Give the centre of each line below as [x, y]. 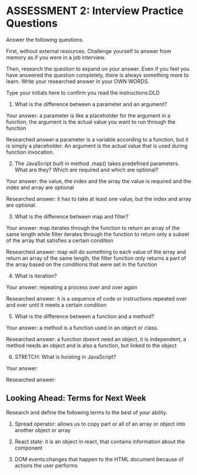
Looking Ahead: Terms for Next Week [76, 398]
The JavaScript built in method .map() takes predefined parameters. [97, 163]
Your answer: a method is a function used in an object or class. [82, 328]
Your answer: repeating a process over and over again [72, 287]
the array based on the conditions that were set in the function [82, 264]
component [29, 448]
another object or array [43, 430]
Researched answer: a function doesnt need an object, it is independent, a [96, 339]
